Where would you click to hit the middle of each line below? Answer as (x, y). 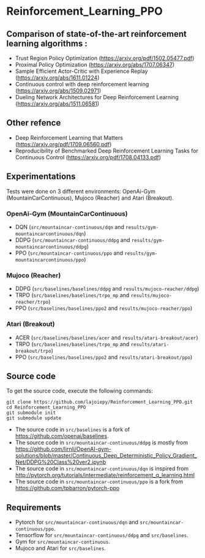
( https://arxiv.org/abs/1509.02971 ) (58, 91)
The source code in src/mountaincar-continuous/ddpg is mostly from (102, 443)
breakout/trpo (33, 351)
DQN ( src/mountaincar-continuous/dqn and (69, 227)
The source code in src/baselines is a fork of (73, 429)
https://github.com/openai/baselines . (62, 436)
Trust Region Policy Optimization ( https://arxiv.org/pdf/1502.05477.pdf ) (105, 58)
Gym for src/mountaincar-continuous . (62, 542)
